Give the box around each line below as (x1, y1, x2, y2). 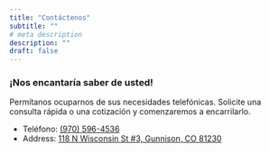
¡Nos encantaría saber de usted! (9, 76, 154, 89)
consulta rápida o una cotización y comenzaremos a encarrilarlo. (9, 106, 251, 117)
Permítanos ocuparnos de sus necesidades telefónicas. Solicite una (9, 96, 262, 108)
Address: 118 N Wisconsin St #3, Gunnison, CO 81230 (22, 133, 222, 144)
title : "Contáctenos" (9, 13, 91, 22)
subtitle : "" (9, 22, 59, 31)
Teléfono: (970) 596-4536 (22, 123, 120, 135)
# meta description (9, 30, 83, 39)
